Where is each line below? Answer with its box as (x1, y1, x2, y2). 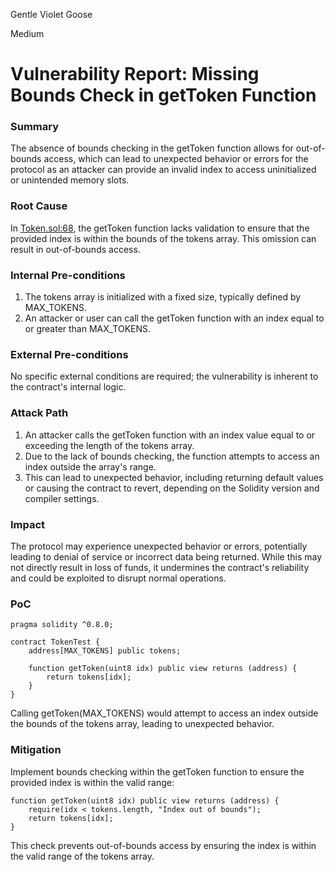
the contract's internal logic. (10, 381, 127, 393)
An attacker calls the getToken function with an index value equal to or (24, 429, 316, 441)
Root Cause (10, 199, 68, 213)
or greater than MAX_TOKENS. (24, 323, 152, 335)
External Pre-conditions (10, 348, 129, 361)
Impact (10, 517, 46, 531)
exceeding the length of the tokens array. (24, 439, 195, 451)
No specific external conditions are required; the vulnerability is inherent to (10, 370, 319, 383)
